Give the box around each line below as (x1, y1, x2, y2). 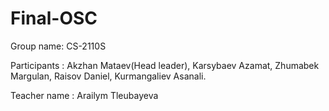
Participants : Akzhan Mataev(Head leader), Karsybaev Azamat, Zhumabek (10, 59, 320, 71)
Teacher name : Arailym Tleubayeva (10, 89, 159, 101)
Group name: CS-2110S (10, 40, 107, 52)
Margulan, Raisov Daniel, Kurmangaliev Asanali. (10, 70, 207, 82)
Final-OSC (10, 7, 98, 30)
